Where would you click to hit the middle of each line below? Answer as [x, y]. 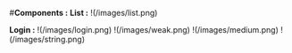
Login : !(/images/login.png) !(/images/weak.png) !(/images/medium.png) [144, 30]
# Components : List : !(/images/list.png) [83, 13]
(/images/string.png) [47, 39]
